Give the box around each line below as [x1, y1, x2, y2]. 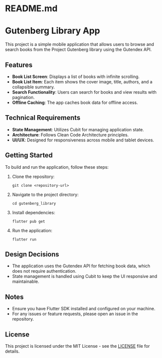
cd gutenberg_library [12, 201, 56, 206]
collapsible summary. [12, 84, 55, 90]
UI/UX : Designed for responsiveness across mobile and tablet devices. [12, 137, 154, 143]
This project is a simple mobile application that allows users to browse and [5, 41, 154, 47]
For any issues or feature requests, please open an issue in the [12, 311, 138, 317]
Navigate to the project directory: [12, 191, 79, 198]
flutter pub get [12, 219, 45, 224]
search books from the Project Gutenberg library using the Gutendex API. [5, 47, 152, 53]
